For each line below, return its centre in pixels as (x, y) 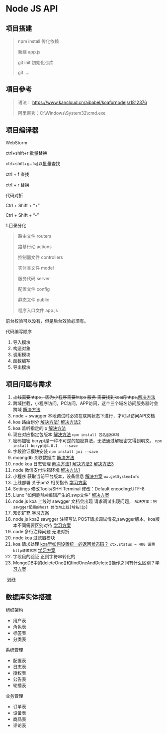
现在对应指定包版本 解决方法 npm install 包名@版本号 (66, 434)
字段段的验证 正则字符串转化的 (44, 557)
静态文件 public (33, 300)
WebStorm (17, 142)
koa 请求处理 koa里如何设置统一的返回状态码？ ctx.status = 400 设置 (84, 544)
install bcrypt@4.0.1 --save (45, 446)
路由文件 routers (35, 236)
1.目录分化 (16, 225)
